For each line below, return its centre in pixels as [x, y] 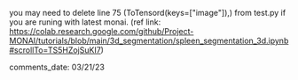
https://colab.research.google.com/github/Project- [102, 31]
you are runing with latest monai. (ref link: [85, 22]
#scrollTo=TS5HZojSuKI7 [55, 50]
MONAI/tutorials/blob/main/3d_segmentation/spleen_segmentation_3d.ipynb [149, 40]
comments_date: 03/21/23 [57, 67]
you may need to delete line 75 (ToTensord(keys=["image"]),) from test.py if [148, 13]
